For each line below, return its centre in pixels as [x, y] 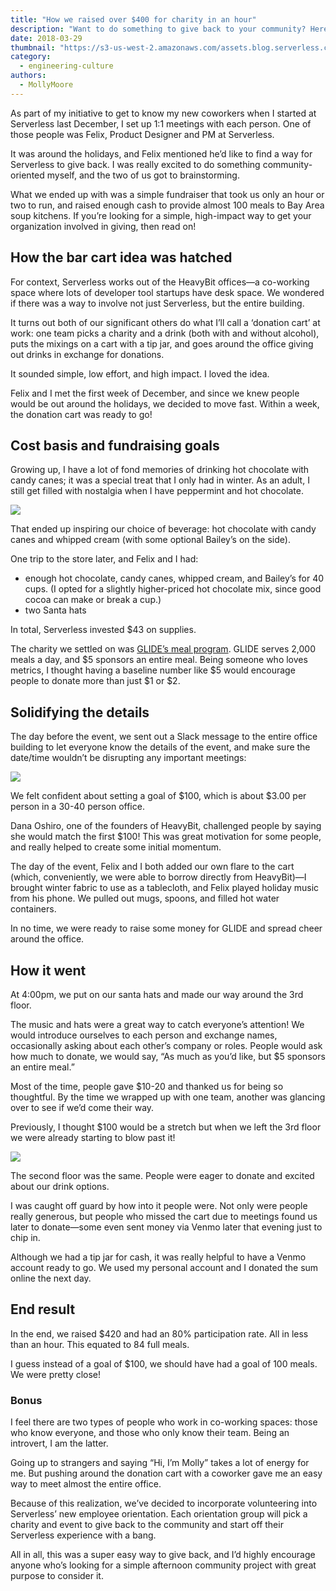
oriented [27, 175]
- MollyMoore [46, 85]
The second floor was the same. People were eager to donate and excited [162, 1175]
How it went [48, 970]
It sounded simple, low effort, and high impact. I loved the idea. [140, 373]
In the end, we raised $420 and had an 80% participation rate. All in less [159, 1333]
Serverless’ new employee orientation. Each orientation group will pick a [159, 1514]
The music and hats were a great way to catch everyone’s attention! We [157, 1024]
